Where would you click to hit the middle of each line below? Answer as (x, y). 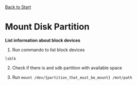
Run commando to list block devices (48, 50)
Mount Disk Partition (47, 27)
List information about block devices (43, 40)
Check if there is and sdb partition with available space (67, 67)
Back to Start (18, 7)
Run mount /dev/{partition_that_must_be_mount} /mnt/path (72, 77)
